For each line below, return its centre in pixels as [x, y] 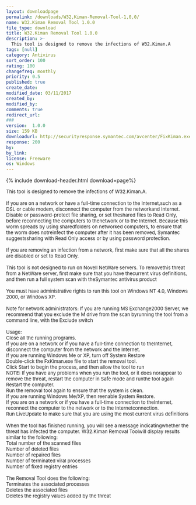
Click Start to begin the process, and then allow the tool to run [75, 367]
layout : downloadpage [32, 11]
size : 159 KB [22, 131]
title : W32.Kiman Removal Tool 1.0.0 [52, 33]
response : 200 [23, 142]
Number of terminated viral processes [48, 461]
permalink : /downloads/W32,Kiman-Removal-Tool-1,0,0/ [73, 17]
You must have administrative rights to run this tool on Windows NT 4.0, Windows [97, 291]
